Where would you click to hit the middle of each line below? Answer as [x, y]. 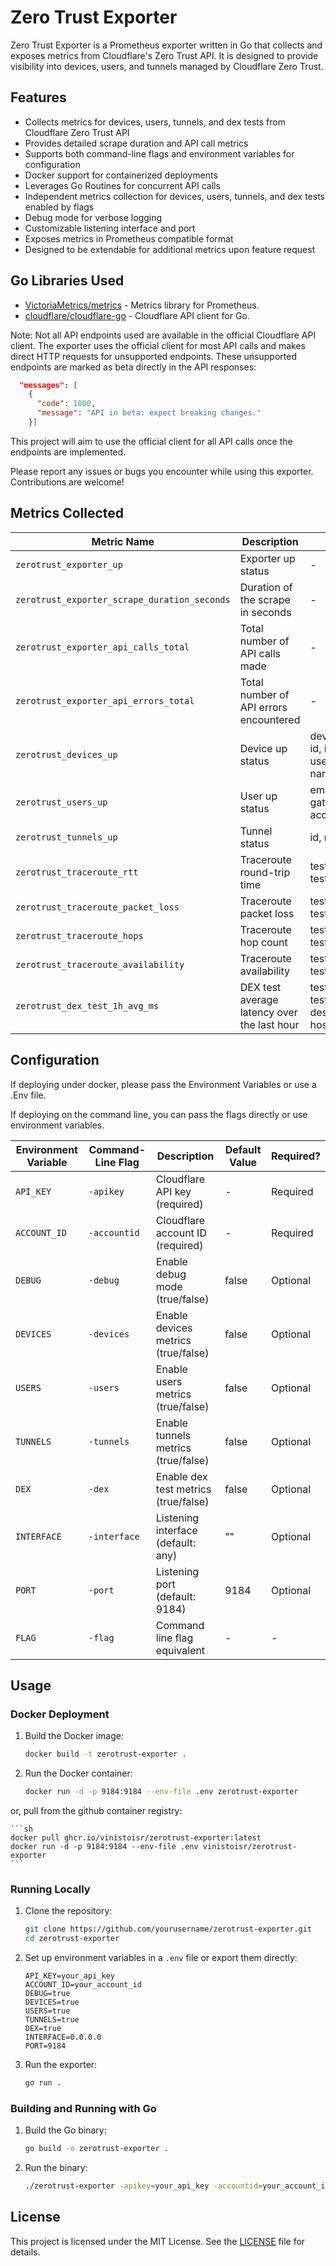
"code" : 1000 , [66, 404]
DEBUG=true [47, 1994]
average [259, 999]
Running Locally [50, 1889]
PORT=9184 [45, 2046]
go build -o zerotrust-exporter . [96, 2149]
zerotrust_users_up [61, 802]
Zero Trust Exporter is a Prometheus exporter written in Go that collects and [166, 45]
